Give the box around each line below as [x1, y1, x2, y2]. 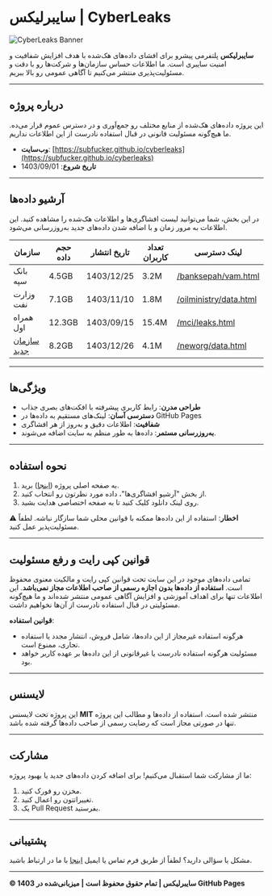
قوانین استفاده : [9, 616, 55, 625]
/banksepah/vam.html [177, 270, 260, 282]
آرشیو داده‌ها [9, 192, 65, 206]
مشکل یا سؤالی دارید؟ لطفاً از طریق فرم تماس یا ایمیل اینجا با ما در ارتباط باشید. [9, 856, 253, 865]
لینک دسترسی [194, 246, 243, 257]
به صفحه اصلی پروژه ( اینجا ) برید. [20, 480, 119, 490]
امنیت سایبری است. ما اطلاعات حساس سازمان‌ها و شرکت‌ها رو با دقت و [9, 59, 227, 69]
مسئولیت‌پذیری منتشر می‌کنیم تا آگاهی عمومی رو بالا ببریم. [9, 67, 185, 77]
